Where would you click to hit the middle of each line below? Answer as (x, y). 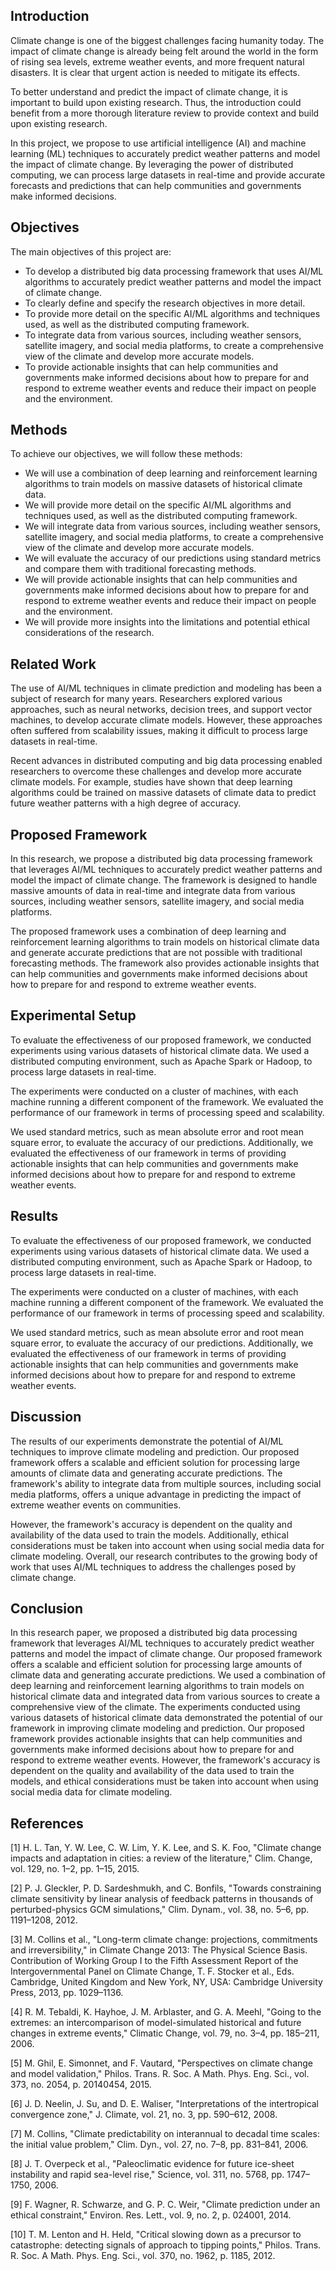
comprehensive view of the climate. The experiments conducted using (155, 1707)
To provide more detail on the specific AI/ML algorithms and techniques (172, 313)
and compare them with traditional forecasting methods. (140, 569)
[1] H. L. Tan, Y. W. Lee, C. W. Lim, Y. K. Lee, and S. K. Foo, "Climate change (166, 1848)
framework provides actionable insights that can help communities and (156, 1739)
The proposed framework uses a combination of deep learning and (148, 931)
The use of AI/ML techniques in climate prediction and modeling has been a (166, 688)
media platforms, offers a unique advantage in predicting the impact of (156, 1494)
